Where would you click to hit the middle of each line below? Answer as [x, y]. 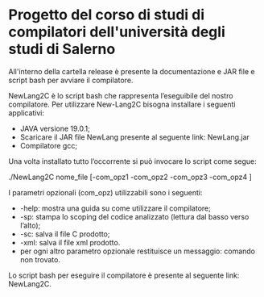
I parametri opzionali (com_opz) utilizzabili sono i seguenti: [105, 192]
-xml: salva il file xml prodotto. [70, 242]
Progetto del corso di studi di [107, 15]
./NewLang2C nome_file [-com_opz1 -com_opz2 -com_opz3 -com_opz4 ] [130, 177]
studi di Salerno [62, 49]
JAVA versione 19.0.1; [55, 128]
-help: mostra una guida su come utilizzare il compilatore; [115, 208]
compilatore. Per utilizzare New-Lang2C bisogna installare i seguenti [122, 104]
